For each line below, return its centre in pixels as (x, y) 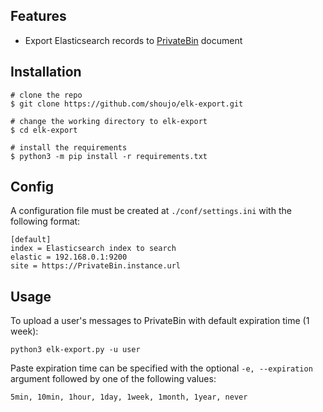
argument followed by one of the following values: (113, 379)
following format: (45, 221)
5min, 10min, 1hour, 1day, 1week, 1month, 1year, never (129, 397)
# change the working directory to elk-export (109, 121)
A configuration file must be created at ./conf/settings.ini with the (151, 211)
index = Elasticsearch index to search (93, 249)
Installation (46, 72)
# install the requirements (69, 147)
